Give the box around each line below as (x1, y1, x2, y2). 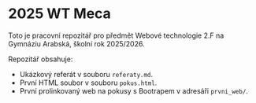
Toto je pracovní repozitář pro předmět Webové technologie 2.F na (8, 31, 224, 40)
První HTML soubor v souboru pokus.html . (19, 78, 158, 87)
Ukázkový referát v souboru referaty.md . (19, 69, 154, 79)
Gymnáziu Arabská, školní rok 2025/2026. (8, 39, 145, 48)
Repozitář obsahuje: (8, 54, 73, 64)
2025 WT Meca (8, 5, 112, 23)
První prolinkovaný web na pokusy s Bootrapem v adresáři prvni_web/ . (19, 86, 248, 95)
